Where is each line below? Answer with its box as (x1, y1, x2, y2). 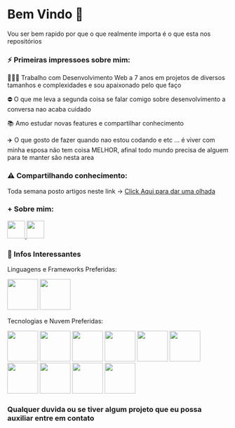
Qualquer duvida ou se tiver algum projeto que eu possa (7, 405, 202, 415)
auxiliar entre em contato (7, 413, 95, 423)
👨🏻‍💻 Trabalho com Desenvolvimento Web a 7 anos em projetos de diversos (7, 74, 226, 82)
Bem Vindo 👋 (7, 6, 84, 22)
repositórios (7, 36, 42, 45)
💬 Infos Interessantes (7, 249, 81, 259)
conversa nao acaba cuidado (7, 105, 91, 114)
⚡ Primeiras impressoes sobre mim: (7, 55, 131, 65)
